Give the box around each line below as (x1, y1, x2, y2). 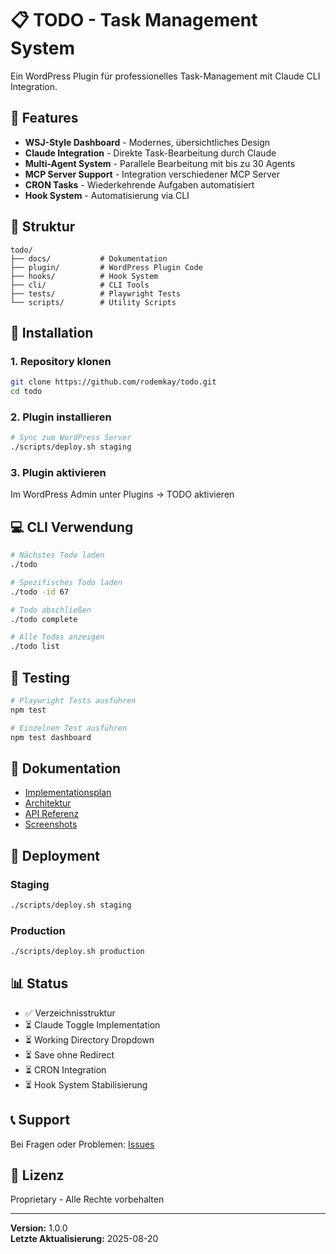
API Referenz (24, 808, 80, 820)
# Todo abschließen (10, 605, 92, 615)
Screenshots (24, 818, 78, 831)
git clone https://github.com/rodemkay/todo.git (10, 377, 217, 387)
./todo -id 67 (10, 587, 70, 597)
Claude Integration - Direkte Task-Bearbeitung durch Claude (24, 147, 277, 159)
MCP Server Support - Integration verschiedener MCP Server (24, 168, 281, 180)
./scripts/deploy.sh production (10, 947, 145, 957)
